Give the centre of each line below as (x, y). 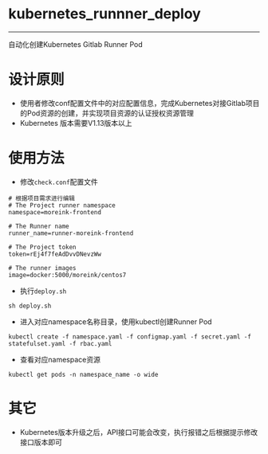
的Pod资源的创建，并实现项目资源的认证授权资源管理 (106, 113)
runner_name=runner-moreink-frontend (71, 233)
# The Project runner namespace (62, 205)
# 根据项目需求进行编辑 (42, 198)
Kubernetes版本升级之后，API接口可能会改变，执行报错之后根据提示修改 (139, 432)
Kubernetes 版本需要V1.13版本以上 (76, 123)
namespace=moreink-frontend (55, 212)
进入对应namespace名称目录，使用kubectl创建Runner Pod (116, 321)
